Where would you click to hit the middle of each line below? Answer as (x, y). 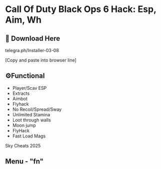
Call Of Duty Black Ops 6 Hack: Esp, (81, 9)
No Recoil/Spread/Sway (37, 109)
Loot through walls (31, 120)
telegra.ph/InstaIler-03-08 (32, 50)
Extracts (21, 93)
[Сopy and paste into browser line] (41, 60)
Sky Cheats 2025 (23, 145)
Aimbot (20, 98)
